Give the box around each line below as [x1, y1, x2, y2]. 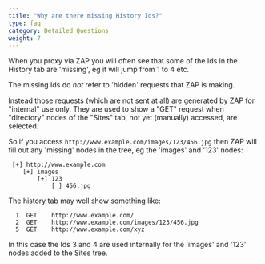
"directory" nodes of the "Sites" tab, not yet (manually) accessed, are [8, 113, 238, 123]
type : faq [8, 19, 42, 27]
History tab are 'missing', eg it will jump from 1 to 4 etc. [8, 65, 190, 75]
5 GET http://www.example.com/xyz [15, 225, 146, 234]
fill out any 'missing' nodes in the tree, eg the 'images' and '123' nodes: [8, 145, 243, 155]
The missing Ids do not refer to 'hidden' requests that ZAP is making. [8, 80, 235, 90]
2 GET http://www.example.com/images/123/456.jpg [15, 218, 199, 227]
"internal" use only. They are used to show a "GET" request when [8, 104, 224, 114]
